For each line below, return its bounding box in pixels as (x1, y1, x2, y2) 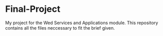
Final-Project (5, 3, 61, 15)
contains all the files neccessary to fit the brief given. (5, 25, 115, 31)
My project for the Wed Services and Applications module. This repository (5, 20, 158, 26)
